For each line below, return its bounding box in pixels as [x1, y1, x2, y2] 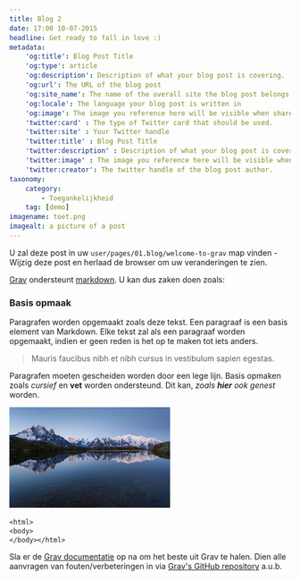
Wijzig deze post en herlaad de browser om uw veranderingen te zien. [9, 256, 268, 267]
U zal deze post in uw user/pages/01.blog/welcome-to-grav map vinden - [9, 247, 279, 258]
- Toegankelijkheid [41, 193, 114, 203]
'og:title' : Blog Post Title [25, 52, 134, 62]
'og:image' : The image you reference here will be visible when [25, 108, 270, 118]
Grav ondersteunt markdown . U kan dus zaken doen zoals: [9, 273, 226, 285]
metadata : [9, 43, 46, 52]
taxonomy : [9, 174, 46, 183]
